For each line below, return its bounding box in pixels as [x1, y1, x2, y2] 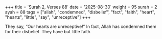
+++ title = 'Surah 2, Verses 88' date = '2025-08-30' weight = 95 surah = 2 [5, 4, 158, 10]
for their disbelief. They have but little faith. [5, 29, 92, 34]
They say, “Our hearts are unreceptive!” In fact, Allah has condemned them [5, 24, 157, 29]
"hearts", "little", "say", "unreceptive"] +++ [5, 14, 91, 20]
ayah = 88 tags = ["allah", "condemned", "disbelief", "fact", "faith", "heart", [5, 9, 156, 15]
